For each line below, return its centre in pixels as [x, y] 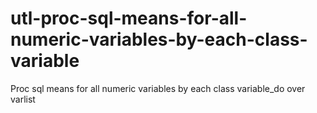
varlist [23, 99]
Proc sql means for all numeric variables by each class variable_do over [158, 88]
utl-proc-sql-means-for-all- [129, 18]
